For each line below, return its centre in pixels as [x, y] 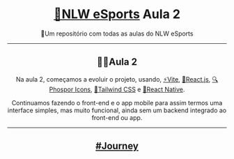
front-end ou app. [117, 117]
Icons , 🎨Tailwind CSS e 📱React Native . [130, 89]
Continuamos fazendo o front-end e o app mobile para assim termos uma [117, 103]
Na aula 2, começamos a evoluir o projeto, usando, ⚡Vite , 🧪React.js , [113, 79]
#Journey [117, 146]
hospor [61, 89]
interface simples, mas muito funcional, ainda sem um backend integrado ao [117, 110]
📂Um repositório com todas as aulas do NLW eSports [117, 33]
